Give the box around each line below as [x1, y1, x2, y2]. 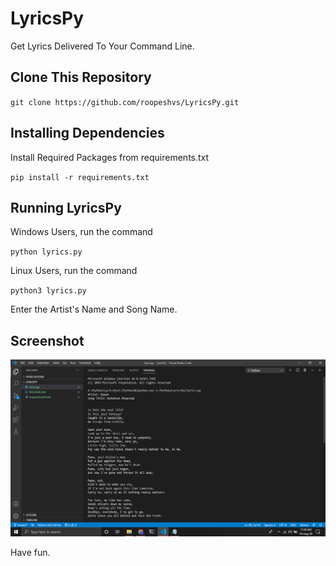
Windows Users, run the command [10, 226, 153, 238]
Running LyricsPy [10, 199, 122, 216]
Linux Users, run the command [10, 265, 138, 277]
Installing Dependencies [10, 125, 165, 142]
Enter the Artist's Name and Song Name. [10, 303, 178, 316]
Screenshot [10, 332, 85, 349]
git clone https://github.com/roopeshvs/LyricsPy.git [10, 97, 240, 107]
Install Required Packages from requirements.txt [10, 151, 210, 163]
